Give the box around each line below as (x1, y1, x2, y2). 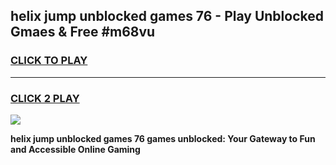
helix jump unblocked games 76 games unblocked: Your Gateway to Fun (10, 132, 316, 144)
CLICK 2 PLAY (10, 91, 80, 105)
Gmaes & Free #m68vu (10, 24, 156, 41)
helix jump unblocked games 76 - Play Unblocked (10, 8, 324, 25)
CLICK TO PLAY (10, 54, 88, 68)
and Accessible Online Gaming (10, 143, 141, 155)
